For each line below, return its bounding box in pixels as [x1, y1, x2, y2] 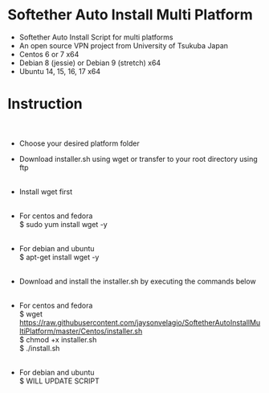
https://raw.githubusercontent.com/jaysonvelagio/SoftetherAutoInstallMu [18, 317, 261, 327]
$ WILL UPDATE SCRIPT [18, 376, 100, 386]
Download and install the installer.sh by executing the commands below [18, 276, 256, 286]
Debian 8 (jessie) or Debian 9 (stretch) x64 [18, 58, 161, 68]
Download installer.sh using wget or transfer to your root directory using [18, 154, 258, 163]
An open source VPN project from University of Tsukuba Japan [18, 40, 229, 50]
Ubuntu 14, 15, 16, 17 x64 [18, 66, 101, 76]
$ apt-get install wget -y [18, 252, 100, 262]
